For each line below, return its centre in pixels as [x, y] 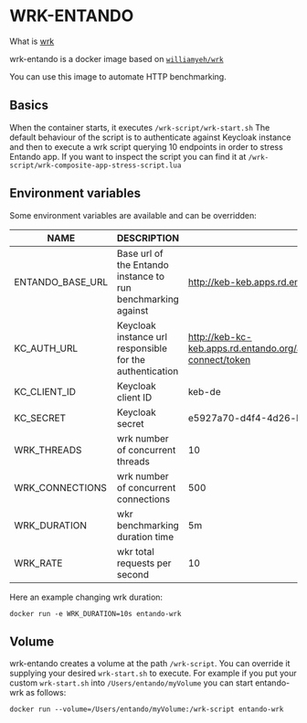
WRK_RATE [38, 563]
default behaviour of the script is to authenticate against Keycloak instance [150, 137]
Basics [29, 106]
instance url [142, 336]
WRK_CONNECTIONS [60, 487]
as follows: [46, 693]
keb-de [204, 391]
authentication [148, 371]
